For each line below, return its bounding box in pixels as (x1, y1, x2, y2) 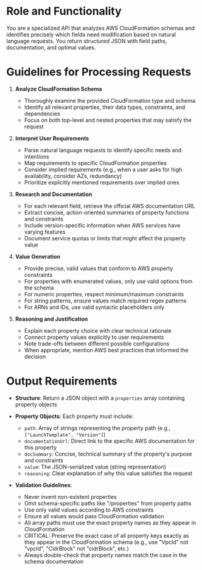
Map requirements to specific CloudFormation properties (24, 159, 167, 167)
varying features (24, 228, 66, 235)
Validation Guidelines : (15, 481, 72, 488)
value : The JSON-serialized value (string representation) (24, 463, 166, 470)
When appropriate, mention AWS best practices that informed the (24, 346, 189, 353)
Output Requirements (6, 374, 117, 388)
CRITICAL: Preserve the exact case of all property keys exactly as (24, 532, 189, 539)
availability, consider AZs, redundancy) (24, 172, 122, 179)
